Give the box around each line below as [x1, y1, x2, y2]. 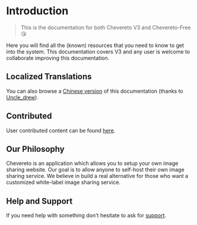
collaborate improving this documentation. [6, 54, 110, 61]
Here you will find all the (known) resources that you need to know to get [6, 42, 185, 49]
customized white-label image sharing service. [6, 179, 120, 186]
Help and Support [6, 196, 73, 206]
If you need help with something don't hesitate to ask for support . [6, 212, 167, 219]
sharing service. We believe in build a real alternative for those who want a [6, 173, 189, 180]
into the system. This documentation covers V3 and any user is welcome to [6, 48, 190, 55]
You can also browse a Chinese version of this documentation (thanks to [6, 87, 184, 95]
